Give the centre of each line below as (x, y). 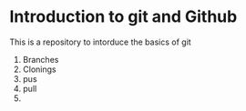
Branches (41, 59)
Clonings (39, 69)
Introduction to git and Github (123, 17)
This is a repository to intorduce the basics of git (100, 42)
